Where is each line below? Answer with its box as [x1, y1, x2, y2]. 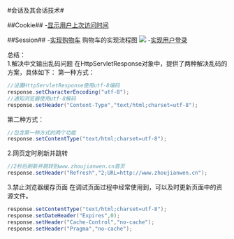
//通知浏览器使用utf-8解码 [7, 95, 77, 102]
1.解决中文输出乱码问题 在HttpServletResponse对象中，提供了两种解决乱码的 [7, 59, 228, 68]
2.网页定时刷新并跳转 [7, 149, 68, 157]
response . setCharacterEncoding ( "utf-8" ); [7, 88, 130, 96]
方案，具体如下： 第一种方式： [7, 68, 95, 76]
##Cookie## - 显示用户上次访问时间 [7, 21, 110, 29]
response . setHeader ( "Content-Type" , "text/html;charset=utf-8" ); [7, 101, 198, 108]
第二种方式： [7, 115, 44, 124]
